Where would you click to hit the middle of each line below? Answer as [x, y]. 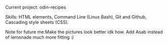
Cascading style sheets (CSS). [37, 22]
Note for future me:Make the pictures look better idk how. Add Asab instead [84, 32]
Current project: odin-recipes [36, 7]
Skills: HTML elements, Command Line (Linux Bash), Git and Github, [76, 17]
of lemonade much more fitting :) [40, 37]
